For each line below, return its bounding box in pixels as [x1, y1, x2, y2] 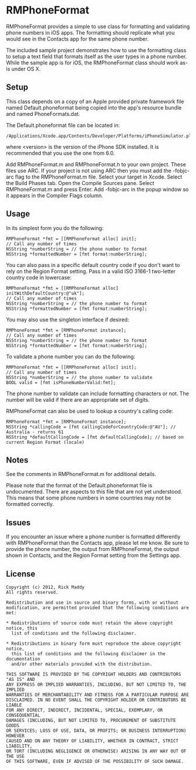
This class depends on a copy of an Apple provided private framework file [6, 98, 184, 105]
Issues [6, 518, 31, 528]
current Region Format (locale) [6, 439, 85, 445]
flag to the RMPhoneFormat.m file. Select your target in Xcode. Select [15, 173, 183, 180]
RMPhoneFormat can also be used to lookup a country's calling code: [6, 408, 173, 415]
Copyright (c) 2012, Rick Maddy [6, 584, 85, 590]
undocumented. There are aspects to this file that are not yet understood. [6, 488, 183, 495]
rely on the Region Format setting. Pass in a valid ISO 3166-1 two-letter [6, 268, 176, 275]
